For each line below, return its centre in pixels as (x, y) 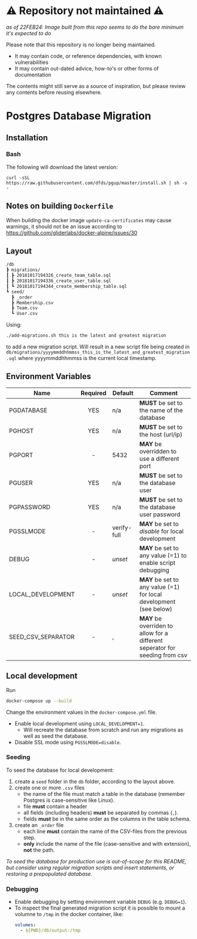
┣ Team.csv (25, 308)
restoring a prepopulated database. (49, 874)
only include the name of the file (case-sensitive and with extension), (107, 843)
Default (123, 393)
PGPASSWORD (30, 507)
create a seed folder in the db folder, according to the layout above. (95, 781)
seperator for (157, 648)
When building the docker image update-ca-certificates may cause (89, 220)
